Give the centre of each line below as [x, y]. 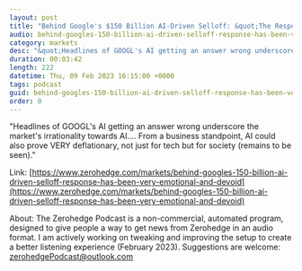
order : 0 [26, 101]
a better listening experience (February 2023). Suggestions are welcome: [145, 247]
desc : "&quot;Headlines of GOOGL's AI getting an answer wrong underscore [152, 51]
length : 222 [31, 68]
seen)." [22, 155]
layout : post [34, 17]
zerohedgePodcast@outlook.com [71, 257]
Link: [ [21, 172]
